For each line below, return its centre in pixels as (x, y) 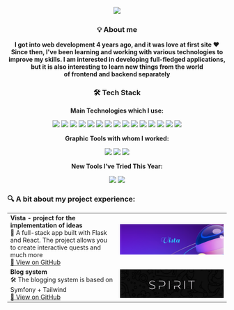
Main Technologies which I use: (117, 111)
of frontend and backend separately (117, 74)
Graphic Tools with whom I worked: (117, 138)
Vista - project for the (43, 218)
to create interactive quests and (55, 247)
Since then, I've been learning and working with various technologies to (117, 52)
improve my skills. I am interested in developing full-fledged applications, (117, 60)
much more (26, 254)
